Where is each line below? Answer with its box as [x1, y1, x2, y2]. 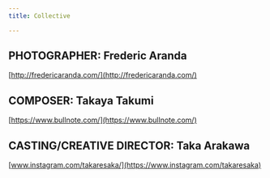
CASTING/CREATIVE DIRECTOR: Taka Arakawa [8, 138, 250, 152]
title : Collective [8, 11, 71, 20]
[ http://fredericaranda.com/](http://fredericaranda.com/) [8, 70, 197, 80]
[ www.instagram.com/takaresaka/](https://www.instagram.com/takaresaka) [8, 160, 262, 170]
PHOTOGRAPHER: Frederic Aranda [8, 49, 187, 63]
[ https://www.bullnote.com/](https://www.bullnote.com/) [8, 115, 197, 125]
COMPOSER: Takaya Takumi [8, 94, 154, 108]
